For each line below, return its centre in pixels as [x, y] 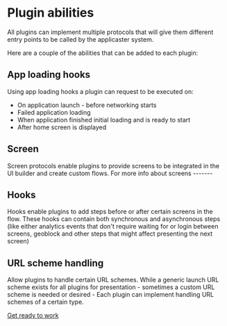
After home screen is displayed [61, 127]
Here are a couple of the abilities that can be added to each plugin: [103, 53]
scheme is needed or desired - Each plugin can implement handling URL [110, 295]
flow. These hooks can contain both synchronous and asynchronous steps [114, 219]
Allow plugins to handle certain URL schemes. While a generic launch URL [113, 280]
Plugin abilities [51, 13]
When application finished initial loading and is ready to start [104, 120]
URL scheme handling [56, 263]
